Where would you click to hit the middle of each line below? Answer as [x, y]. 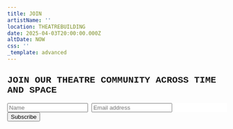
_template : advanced [37, 53]
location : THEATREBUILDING [46, 26]
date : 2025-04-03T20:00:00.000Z [54, 33]
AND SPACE [32, 91]
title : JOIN [24, 14]
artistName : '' [29, 20]
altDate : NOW [26, 40]
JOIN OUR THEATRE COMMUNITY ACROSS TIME [112, 80]
